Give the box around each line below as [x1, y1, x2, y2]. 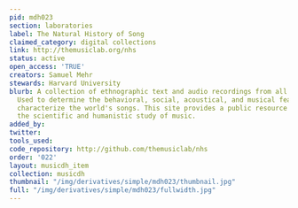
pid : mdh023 [9, 12, 53, 22]
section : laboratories [9, 21, 93, 30]
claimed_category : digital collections [9, 37, 157, 47]
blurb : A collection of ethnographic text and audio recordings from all [9, 87, 288, 96]
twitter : [9, 128, 42, 137]
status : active [9, 54, 66, 63]
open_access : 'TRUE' [9, 63, 86, 72]
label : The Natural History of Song [9, 29, 145, 38]
